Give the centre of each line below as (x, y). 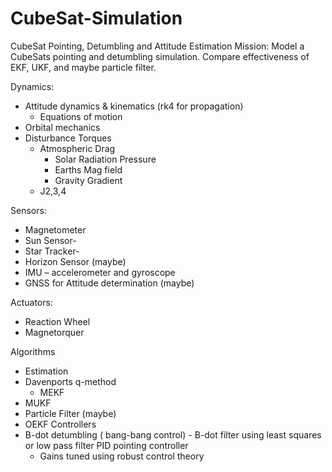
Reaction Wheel (57, 321)
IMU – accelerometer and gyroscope (100, 272)
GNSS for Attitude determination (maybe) (109, 283)
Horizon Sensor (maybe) (75, 261)
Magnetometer (55, 229)
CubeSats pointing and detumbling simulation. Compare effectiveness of (160, 56)
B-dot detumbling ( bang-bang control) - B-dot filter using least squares (173, 434)
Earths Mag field (88, 169)
